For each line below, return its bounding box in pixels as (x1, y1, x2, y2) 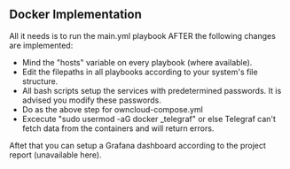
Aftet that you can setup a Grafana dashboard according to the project (9, 140, 266, 150)
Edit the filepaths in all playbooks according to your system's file (21, 66, 259, 77)
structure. (21, 75, 59, 87)
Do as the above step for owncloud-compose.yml (21, 104, 204, 114)
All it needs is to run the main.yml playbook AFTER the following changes (9, 30, 277, 41)
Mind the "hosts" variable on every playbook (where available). (21, 57, 253, 67)
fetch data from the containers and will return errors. (21, 123, 215, 134)
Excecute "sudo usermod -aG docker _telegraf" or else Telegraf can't (21, 113, 277, 124)
